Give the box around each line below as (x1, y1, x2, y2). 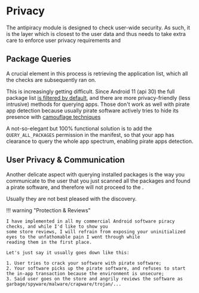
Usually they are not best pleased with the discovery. (6, 195, 137, 202)
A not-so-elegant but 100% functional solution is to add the (6, 124, 152, 132)
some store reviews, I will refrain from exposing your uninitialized (6, 228, 186, 234)
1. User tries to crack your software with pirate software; (6, 260, 162, 266)
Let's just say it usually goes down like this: (6, 249, 130, 255)
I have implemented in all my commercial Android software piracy (6, 218, 175, 224)
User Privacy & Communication (6, 155, 125, 165)
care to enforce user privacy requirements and (6, 36, 121, 44)
